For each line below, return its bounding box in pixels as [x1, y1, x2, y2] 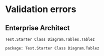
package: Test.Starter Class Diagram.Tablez [5, 46, 99, 51]
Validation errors [5, 4, 76, 15]
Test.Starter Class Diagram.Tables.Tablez [5, 37, 95, 42]
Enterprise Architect [5, 24, 70, 32]
